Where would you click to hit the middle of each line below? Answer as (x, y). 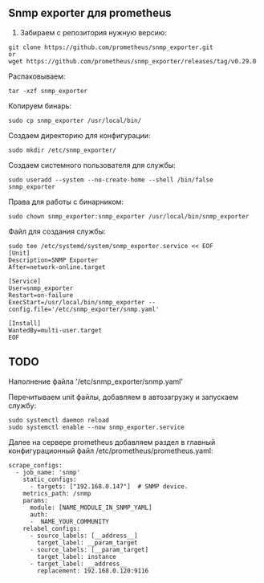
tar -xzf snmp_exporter (48, 91)
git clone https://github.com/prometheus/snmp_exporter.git (111, 47)
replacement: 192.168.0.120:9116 (93, 571)
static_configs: (50, 479)
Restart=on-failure (41, 295)
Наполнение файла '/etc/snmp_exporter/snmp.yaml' (95, 381)
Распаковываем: (37, 76)
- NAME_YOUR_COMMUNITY (69, 521)
